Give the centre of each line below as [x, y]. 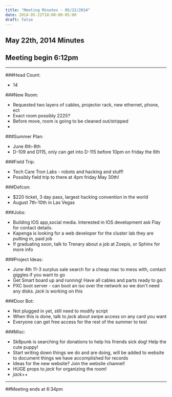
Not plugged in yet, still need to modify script [60, 311]
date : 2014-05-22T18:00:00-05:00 [41, 15]
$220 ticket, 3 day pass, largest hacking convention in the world [80, 197]
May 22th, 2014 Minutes [45, 40]
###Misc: [15, 331]
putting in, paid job [33, 238]
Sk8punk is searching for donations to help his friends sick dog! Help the [89, 342]
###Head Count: [23, 75]
